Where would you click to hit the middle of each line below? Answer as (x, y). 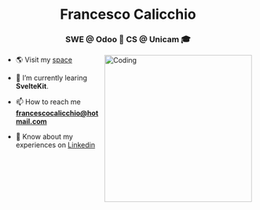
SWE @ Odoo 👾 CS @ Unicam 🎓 (128, 39)
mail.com (31, 121)
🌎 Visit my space (44, 60)
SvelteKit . (32, 86)
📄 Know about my (44, 137)
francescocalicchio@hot (57, 113)
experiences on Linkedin (55, 145)
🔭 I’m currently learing (51, 78)
